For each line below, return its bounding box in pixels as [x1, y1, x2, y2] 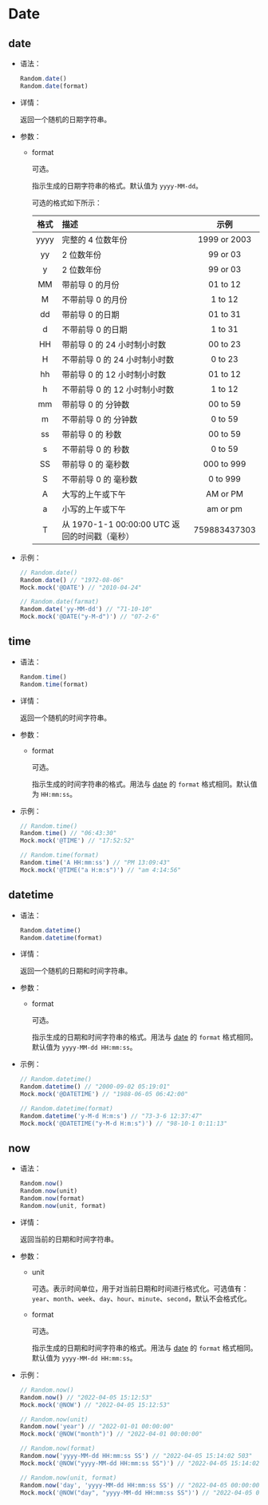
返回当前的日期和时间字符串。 [19, 1234, 118, 1244]
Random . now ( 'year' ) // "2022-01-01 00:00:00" [19, 1423, 174, 1431]
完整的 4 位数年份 [61, 234, 128, 245]
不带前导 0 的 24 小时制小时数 [61, 354, 174, 365]
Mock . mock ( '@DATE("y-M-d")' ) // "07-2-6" [19, 612, 160, 621]
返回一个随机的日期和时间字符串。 [19, 966, 132, 976]
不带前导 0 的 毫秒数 [61, 473, 138, 485]
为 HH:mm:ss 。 [31, 789, 77, 798]
